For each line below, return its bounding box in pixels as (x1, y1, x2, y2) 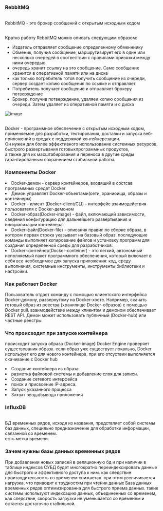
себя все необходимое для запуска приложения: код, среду (5, 258, 131, 264)
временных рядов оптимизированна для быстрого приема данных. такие (5, 485, 159, 491)
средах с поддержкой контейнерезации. (36, 136, 121, 142)
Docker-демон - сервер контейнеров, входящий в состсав (11, 180, 133, 186)
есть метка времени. (5, 436, 49, 442)
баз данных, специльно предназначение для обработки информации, (5, 426, 150, 431)
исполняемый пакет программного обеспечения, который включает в (5, 253, 152, 258)
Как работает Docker (5, 280, 57, 287)
